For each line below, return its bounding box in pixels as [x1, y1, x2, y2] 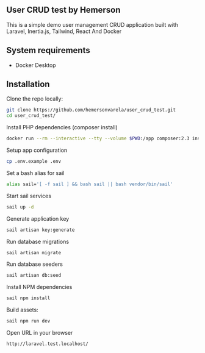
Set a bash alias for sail [6, 169, 65, 176]
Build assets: [6, 306, 38, 313]
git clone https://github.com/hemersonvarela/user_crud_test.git [6, 107, 176, 113]
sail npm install [6, 295, 51, 301]
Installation [6, 79, 50, 90]
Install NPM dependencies [6, 283, 73, 291]
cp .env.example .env [6, 159, 62, 165]
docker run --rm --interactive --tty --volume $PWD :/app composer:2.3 [6, 135, 190, 142]
